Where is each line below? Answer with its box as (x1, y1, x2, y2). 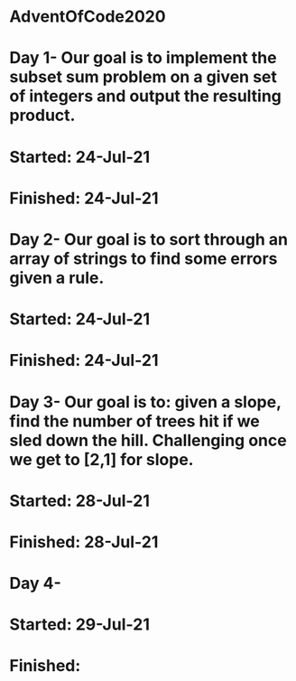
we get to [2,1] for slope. (9, 449, 194, 470)
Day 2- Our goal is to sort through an (9, 229, 289, 249)
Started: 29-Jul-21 (9, 614, 151, 635)
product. (9, 106, 76, 126)
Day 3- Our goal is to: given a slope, (9, 391, 282, 412)
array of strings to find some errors (9, 248, 278, 268)
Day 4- (9, 574, 61, 593)
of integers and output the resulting (9, 86, 282, 107)
